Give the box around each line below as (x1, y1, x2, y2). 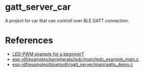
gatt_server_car (5, 1, 71, 13)
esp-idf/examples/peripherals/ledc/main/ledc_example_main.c (12, 56, 139, 62)
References (5, 35, 53, 46)
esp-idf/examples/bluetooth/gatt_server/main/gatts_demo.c (12, 61, 134, 67)
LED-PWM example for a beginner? (12, 51, 84, 57)
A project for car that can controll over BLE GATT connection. (5, 18, 129, 24)
